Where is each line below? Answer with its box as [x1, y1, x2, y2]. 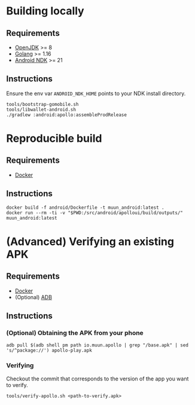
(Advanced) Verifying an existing [6, 235, 175, 248]
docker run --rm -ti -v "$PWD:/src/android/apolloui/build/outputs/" [6, 209, 184, 216]
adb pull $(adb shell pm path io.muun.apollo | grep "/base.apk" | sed [6, 342, 188, 348]
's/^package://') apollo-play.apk [6, 348, 93, 354]
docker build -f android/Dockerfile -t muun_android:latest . [6, 205, 164, 211]
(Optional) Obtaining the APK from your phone [6, 328, 144, 337]
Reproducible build [6, 132, 102, 145]
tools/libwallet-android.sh [6, 106, 77, 112]
